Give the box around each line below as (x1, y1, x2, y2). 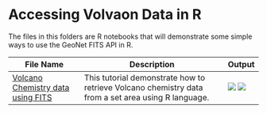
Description (130, 58, 175, 70)
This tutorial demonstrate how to (83, 72, 206, 83)
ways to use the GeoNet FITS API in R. (8, 40, 133, 49)
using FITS (12, 92, 52, 103)
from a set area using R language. (83, 92, 210, 103)
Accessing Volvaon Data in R (8, 6, 202, 24)
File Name (25, 58, 64, 70)
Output (227, 58, 255, 70)
